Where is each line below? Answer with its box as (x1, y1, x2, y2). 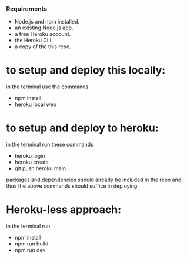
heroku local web (14, 101, 57, 108)
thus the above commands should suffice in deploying (6, 182, 138, 190)
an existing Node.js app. (14, 24, 74, 31)
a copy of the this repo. (14, 43, 72, 50)
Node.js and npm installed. (14, 18, 80, 25)
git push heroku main (14, 165, 66, 172)
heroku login (14, 152, 45, 160)
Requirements (6, 5, 48, 13)
